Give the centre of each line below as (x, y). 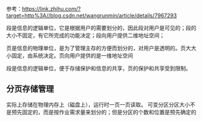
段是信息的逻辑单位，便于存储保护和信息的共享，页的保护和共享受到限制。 (99, 68)
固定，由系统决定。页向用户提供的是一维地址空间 (72, 55)
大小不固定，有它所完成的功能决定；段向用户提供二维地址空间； (85, 35)
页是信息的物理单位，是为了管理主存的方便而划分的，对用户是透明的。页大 (99, 48)
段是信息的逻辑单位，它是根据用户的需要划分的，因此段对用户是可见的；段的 (101, 28)
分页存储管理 (30, 89)
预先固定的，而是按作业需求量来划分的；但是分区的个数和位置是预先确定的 (104, 112)
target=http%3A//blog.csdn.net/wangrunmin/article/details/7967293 (92, 16)
